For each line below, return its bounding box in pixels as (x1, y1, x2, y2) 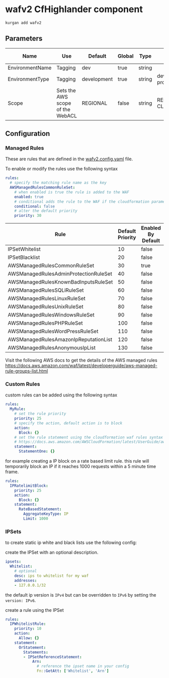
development (81, 75, 113, 82)
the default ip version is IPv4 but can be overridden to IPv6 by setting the (5, 592, 156, 598)
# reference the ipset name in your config (37, 664, 129, 669)
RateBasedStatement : (18, 507, 62, 512)
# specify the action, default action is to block (14, 421, 123, 426)
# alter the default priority (14, 208, 78, 213)
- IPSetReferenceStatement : (23, 654, 82, 659)
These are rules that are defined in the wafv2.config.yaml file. (5, 156, 133, 162)
